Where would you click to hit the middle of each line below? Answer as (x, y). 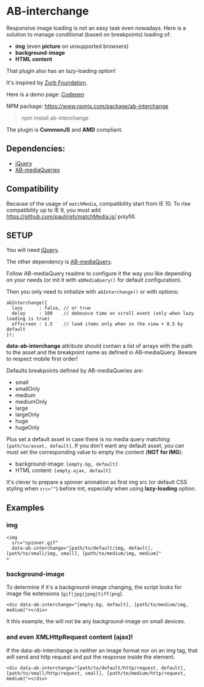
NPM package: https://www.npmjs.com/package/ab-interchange (87, 106)
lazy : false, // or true (51, 308)
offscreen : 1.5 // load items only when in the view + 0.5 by (97, 324)
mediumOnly (31, 402)
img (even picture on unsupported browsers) (72, 46)
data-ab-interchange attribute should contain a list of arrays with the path (100, 346)
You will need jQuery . (33, 250)
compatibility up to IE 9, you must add (54, 210)
